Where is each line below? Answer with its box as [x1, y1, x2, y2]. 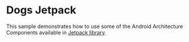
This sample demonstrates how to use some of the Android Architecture [6, 23, 184, 30]
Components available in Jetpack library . [6, 29, 107, 36]
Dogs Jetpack [6, 3, 76, 17]
